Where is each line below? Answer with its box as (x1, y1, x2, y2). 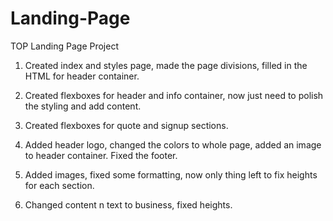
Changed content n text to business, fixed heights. (24, 198, 233, 211)
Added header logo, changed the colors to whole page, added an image (24, 138, 322, 151)
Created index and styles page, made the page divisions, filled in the (24, 59, 308, 71)
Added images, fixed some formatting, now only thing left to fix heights (24, 168, 318, 181)
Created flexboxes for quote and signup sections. (24, 119, 229, 131)
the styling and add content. (24, 100, 142, 112)
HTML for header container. (24, 70, 140, 82)
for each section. (24, 179, 95, 191)
